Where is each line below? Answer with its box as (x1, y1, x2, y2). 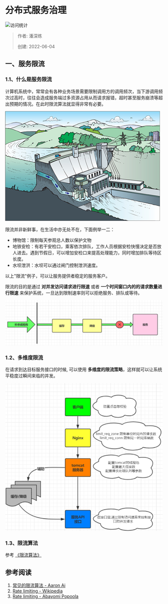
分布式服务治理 (5, 5, 67, 16)
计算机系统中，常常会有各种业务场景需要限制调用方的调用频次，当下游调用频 (5, 88, 163, 94)
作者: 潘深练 (17, 33, 42, 39)
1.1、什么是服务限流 (5, 76, 52, 83)
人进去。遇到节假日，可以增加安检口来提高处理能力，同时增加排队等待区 (12, 250, 161, 256)
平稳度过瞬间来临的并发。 (5, 373, 58, 379)
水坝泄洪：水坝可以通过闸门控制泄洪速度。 (12, 262, 100, 268)
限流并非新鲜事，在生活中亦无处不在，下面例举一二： (5, 226, 115, 232)
